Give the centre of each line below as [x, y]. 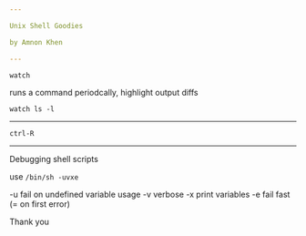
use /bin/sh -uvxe [44, 176]
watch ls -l [32, 109]
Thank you [30, 221]
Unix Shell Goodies [46, 26]
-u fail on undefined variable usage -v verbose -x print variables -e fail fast [150, 194]
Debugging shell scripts [54, 159]
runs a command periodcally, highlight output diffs [104, 92]
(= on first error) [40, 204]
